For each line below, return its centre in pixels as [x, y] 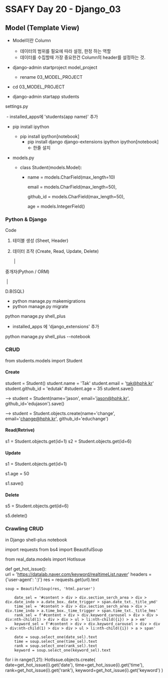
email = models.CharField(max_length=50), [72, 187]
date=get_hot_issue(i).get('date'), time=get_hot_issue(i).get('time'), [74, 665]
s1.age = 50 [17, 474]
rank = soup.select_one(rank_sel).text [56, 646]
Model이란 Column [32, 40]
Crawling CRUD [24, 529]
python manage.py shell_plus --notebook [48, 337]
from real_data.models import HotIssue [45, 559]
